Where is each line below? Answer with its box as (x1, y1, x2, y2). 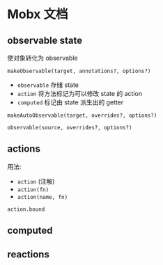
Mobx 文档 (7, 6, 68, 22)
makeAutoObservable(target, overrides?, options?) (7, 112, 157, 119)
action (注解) (17, 177, 55, 185)
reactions (7, 248, 50, 260)
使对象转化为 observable (7, 54, 78, 62)
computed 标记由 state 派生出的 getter (17, 98, 124, 106)
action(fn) (17, 186, 49, 193)
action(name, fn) (17, 193, 68, 200)
